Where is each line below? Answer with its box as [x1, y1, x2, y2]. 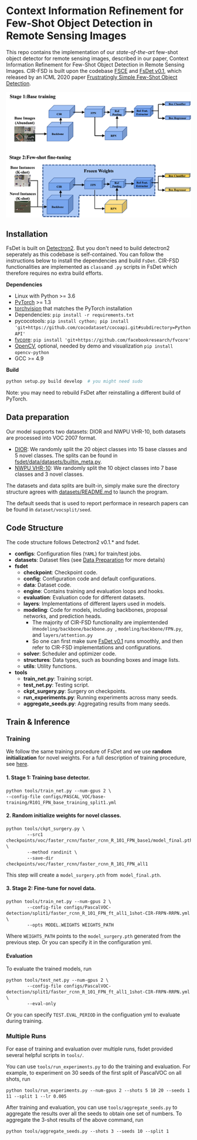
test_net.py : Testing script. [23, 681, 90, 688]
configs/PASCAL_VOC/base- [43, 794, 107, 799]
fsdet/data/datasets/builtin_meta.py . [14, 458, 103, 465]
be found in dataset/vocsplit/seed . [6, 506, 92, 513]
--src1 [27, 831, 43, 838]
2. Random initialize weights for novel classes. [6, 812, 121, 819]
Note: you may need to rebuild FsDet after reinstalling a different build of [6, 389, 181, 396]
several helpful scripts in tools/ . [6, 1052, 84, 1059]
